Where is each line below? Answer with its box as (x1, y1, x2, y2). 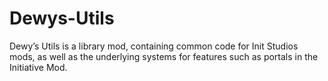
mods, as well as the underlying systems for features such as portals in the (9, 50, 319, 62)
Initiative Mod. (9, 61, 68, 73)
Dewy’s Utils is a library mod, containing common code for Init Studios (9, 40, 299, 52)
